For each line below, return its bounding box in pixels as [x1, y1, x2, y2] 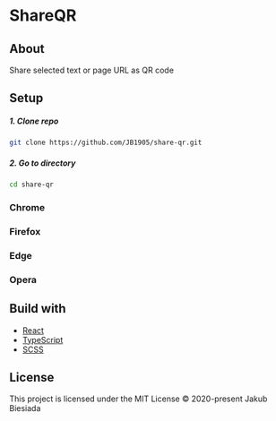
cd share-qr [9, 180, 54, 189]
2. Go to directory [9, 158, 76, 168]
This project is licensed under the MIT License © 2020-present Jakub [9, 393, 268, 404]
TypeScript [22, 334, 64, 345]
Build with [9, 301, 66, 316]
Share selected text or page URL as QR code [9, 64, 175, 75]
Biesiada [9, 403, 41, 414]
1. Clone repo [9, 116, 59, 126]
